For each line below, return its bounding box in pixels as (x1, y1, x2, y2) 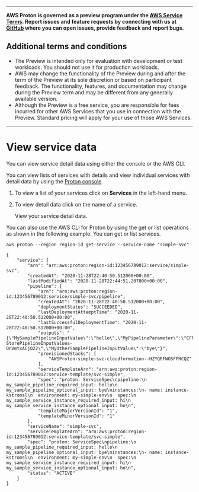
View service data (6, 141, 97, 154)
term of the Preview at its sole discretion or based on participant (14, 76, 172, 83)
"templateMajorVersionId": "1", (37, 408, 118, 414)
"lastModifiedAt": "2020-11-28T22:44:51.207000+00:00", (27, 278, 168, 284)
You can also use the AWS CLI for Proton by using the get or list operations (6, 224, 189, 231)
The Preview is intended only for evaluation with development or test (14, 57, 182, 64)
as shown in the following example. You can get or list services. (6, 230, 161, 237)
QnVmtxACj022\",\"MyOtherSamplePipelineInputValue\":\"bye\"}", (6, 345, 168, 351)
